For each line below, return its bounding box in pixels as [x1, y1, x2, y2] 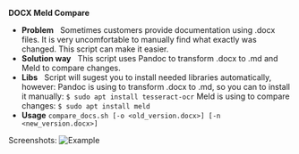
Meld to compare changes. [21, 62, 122, 73]
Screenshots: [8, 135, 57, 145]
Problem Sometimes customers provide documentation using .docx [21, 25, 276, 35]
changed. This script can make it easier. [21, 44, 169, 54]
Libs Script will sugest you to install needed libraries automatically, [21, 72, 272, 83]
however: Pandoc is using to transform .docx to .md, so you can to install [21, 82, 290, 92]
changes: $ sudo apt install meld [21, 101, 150, 110]
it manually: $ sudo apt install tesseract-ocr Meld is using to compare [21, 91, 290, 101]
